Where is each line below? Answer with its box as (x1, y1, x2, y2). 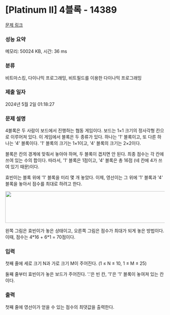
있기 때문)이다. (10, 164, 39, 170)
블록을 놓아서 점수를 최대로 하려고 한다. (5, 181, 82, 187)
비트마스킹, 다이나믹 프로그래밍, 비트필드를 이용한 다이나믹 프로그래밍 (5, 75, 142, 81)
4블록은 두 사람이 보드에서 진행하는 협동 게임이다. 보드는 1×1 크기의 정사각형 (5, 127, 155, 134)
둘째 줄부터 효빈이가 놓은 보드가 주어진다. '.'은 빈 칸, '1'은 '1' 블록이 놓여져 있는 (5, 271, 158, 277)
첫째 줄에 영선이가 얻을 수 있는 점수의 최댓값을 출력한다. (5, 304, 115, 310)
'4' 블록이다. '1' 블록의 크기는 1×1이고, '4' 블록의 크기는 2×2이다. (14, 140, 142, 147)
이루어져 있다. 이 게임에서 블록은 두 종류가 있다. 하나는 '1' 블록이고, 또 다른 (10, 134, 156, 140)
